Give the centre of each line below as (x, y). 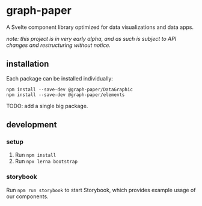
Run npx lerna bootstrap (46, 161)
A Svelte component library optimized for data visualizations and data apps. (100, 27)
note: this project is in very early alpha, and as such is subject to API (91, 38)
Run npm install (35, 155)
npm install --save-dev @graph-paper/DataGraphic (70, 89)
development (32, 125)
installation (28, 64)
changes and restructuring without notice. (59, 45)
